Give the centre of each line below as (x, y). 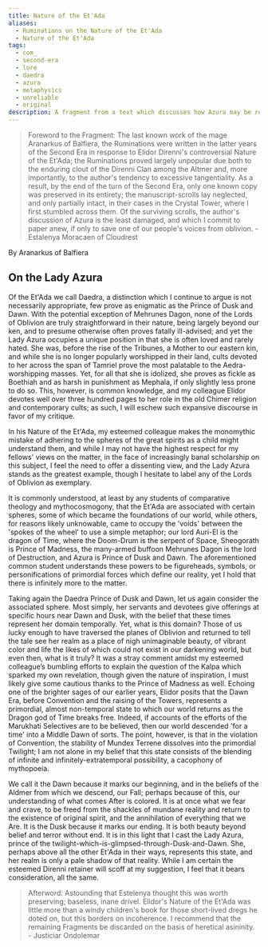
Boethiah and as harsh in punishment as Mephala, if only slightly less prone (132, 382)
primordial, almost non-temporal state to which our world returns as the (126, 709)
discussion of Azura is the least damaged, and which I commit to (134, 220)
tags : (17, 46)
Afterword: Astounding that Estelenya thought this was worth (128, 893)
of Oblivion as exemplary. (50, 482)
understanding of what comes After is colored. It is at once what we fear (127, 801)
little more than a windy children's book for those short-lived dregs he (142, 909)
